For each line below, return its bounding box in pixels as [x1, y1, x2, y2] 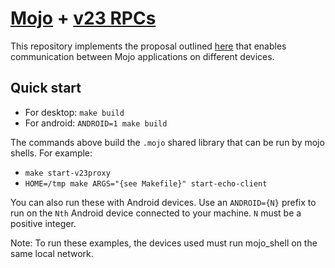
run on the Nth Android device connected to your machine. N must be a [10, 207, 302, 219]
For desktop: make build [24, 106, 125, 118]
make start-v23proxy [24, 168, 111, 178]
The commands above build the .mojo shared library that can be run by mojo [10, 136, 325, 148]
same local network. [10, 247, 94, 259]
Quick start [10, 80, 82, 97]
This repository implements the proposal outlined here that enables [10, 40, 287, 52]
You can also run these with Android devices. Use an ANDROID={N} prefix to [10, 196, 317, 208]
